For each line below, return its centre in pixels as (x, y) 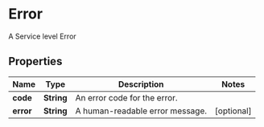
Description (141, 84)
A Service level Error (42, 36)
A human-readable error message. (141, 111)
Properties (35, 61)
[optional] (233, 111)
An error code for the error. (127, 97)
